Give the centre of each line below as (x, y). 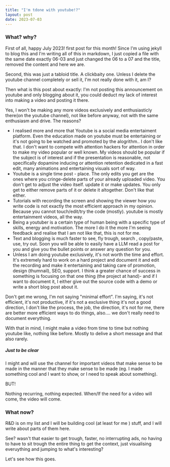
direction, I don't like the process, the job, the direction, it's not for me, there (85, 307)
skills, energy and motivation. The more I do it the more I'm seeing (82, 227)
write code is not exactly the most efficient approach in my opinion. (83, 206)
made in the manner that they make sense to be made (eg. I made (74, 369)
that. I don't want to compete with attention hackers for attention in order (89, 147)
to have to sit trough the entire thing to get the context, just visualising (78, 444)
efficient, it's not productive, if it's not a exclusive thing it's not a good (78, 302)
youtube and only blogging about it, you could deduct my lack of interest (81, 95)
